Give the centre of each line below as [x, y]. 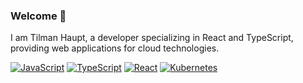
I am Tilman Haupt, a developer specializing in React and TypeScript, [152, 38]
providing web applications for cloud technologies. [115, 48]
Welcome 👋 [38, 16]
